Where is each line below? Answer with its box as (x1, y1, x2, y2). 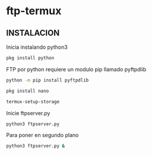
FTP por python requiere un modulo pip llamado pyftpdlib (6, 65, 147, 72)
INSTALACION (6, 28, 60, 38)
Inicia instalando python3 (6, 43, 68, 50)
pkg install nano (6, 88, 49, 94)
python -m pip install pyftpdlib (6, 77, 89, 83)
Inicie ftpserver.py (6, 109, 50, 116)
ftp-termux (6, 4, 62, 18)
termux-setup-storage (6, 99, 60, 105)
